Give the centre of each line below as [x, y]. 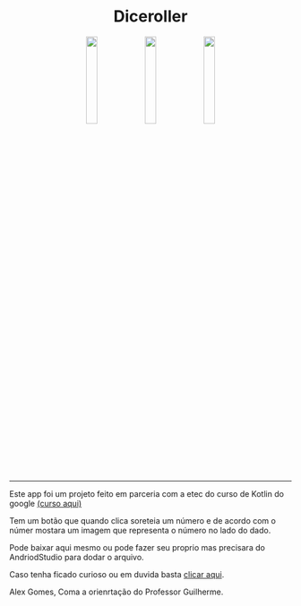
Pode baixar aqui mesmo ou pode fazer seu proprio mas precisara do [138, 547]
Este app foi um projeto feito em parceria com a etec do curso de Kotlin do [147, 493]
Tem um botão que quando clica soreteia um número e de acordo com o [142, 520]
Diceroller [150, 17]
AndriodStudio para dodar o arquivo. [77, 557]
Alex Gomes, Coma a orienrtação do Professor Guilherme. [116, 592]
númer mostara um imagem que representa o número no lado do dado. [140, 530]
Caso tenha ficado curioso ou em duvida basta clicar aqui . [117, 574]
